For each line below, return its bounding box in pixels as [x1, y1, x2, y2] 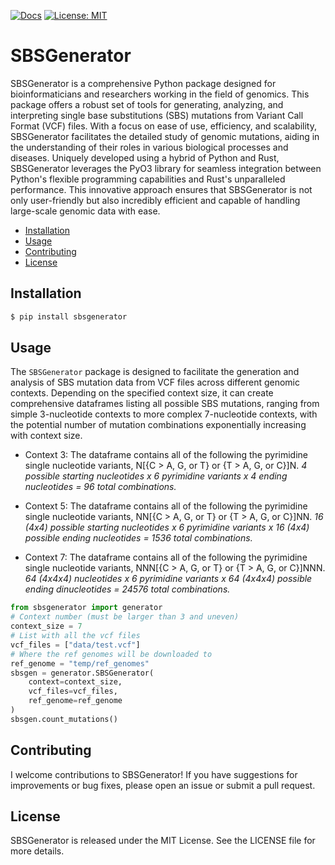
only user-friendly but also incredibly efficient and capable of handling [10, 194, 301, 206]
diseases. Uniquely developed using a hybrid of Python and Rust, [10, 151, 280, 164]
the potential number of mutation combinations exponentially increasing [10, 419, 307, 431]
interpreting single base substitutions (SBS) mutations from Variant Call [10, 109, 304, 121]
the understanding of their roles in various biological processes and [10, 141, 289, 153]
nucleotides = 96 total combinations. [24, 481, 177, 493]
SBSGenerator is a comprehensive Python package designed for [10, 77, 277, 89]
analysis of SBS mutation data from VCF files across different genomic [10, 376, 300, 389]
